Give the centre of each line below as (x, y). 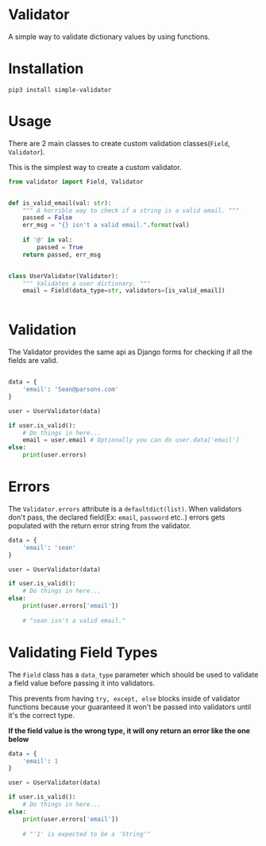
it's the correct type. (42, 715)
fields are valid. (33, 361)
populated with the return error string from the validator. (100, 525)
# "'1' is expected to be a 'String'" (87, 834)
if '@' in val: (48, 240)
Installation (46, 69)
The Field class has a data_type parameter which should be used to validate (133, 674)
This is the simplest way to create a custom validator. (95, 167)
